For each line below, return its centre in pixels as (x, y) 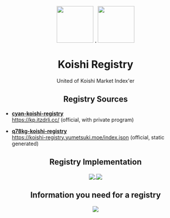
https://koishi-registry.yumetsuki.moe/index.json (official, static (88, 137)
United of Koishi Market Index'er (96, 81)
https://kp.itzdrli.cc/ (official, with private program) (73, 119)
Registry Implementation (96, 162)
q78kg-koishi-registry (39, 131)
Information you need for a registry (96, 195)
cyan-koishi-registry (38, 113)
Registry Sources (96, 99)
